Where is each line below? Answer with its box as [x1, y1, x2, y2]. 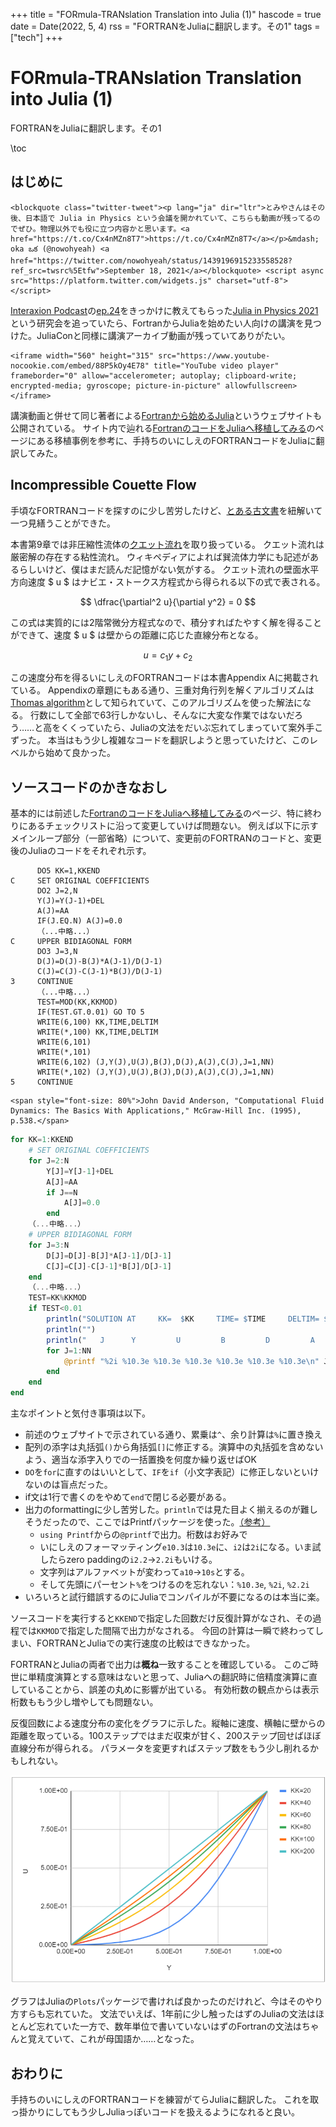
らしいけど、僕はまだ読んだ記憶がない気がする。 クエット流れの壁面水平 [18, 563, 320, 575]
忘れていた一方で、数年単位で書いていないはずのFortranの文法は [36, 2020, 302, 2033]
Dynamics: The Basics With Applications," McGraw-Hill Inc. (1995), [10, 1106, 302, 1116]
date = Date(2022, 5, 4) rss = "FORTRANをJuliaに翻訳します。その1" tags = [10, 20, 321, 32]
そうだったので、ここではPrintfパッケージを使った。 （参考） [24, 1516, 271, 1528]
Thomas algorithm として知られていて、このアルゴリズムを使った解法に [10, 697, 303, 709]
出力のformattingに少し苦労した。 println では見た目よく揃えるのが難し [24, 1504, 318, 1516]
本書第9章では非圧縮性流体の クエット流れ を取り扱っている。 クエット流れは [10, 538, 325, 550]
